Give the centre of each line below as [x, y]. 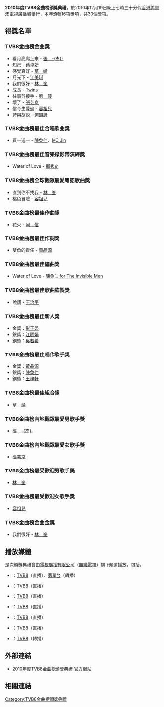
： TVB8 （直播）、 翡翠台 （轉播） [45, 575]
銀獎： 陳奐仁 [25, 372]
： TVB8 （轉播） [29, 638]
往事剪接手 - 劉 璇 [32, 96]
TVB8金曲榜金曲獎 [27, 47]
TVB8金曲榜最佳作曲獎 [32, 213]
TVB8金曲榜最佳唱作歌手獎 [38, 354]
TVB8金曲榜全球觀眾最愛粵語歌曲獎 [48, 180]
